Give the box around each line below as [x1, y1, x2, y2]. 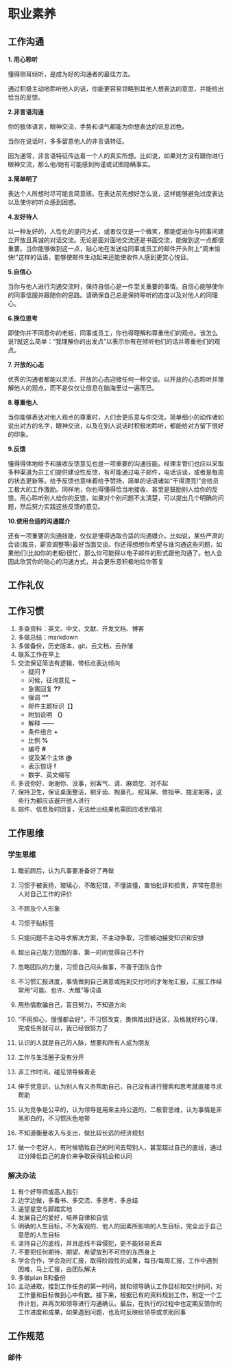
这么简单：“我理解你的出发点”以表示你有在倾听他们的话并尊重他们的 [23, 338, 215, 345]
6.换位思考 [8, 314, 38, 322]
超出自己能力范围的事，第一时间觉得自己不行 [17, 948, 145, 956]
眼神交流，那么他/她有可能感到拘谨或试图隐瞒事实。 [8, 160, 155, 169]
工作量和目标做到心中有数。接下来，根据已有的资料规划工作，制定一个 [17, 1291, 217, 1299]
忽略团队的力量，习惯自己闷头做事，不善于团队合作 [17, 962, 162, 970]
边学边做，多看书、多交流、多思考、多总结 [17, 1196, 138, 1204]
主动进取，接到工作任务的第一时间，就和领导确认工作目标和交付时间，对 [17, 1282, 222, 1290]
